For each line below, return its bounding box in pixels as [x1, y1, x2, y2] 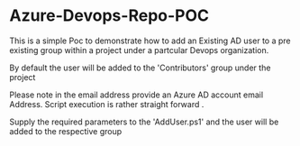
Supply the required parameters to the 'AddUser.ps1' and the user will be [9, 116, 279, 127]
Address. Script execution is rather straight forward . [9, 98, 205, 109]
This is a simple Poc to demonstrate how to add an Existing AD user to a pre [9, 35, 291, 46]
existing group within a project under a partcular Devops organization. [9, 44, 269, 55]
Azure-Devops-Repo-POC [9, 5, 210, 26]
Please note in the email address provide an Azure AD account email [9, 89, 264, 100]
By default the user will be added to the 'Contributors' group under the [9, 62, 271, 73]
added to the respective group [9, 125, 123, 136]
